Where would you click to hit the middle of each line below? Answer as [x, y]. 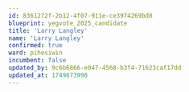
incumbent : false [37, 61]
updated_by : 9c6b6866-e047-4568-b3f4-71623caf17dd [95, 68]
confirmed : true [35, 46]
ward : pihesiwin [35, 53]
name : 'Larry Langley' [46, 38]
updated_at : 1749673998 [48, 75]
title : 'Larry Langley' [48, 30]
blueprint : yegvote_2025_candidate [68, 23]
